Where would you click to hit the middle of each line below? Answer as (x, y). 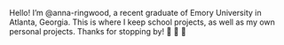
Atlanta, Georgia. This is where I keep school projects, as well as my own (142, 22)
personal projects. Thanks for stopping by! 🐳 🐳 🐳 (98, 31)
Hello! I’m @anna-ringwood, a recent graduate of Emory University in (135, 13)
